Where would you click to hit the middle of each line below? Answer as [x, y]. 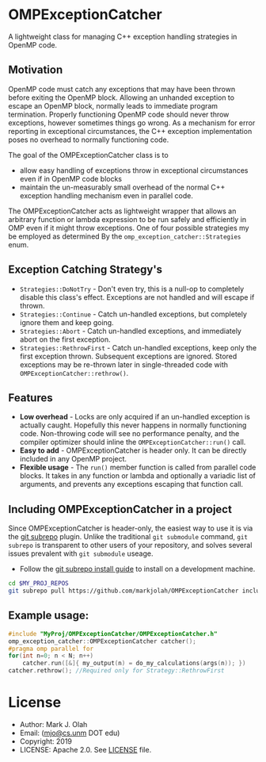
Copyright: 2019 [46, 741]
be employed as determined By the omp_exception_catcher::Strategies [125, 236]
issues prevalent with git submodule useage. [81, 553]
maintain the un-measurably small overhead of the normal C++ [122, 187]
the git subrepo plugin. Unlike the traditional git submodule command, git [128, 537]
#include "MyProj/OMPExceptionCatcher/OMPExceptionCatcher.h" [113, 634]
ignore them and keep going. [66, 322]
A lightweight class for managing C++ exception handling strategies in [123, 36]
